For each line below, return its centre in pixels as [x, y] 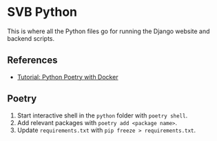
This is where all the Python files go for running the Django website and [108, 31]
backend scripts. [31, 38]
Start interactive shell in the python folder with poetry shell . [102, 115]
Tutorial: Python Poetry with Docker [68, 77]
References [32, 60]
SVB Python [42, 12]
